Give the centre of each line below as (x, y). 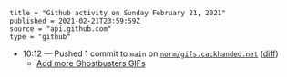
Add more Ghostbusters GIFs (91, 63)
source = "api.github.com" (61, 29)
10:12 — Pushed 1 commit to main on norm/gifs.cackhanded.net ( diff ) (151, 53)
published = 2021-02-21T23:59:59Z (75, 21)
